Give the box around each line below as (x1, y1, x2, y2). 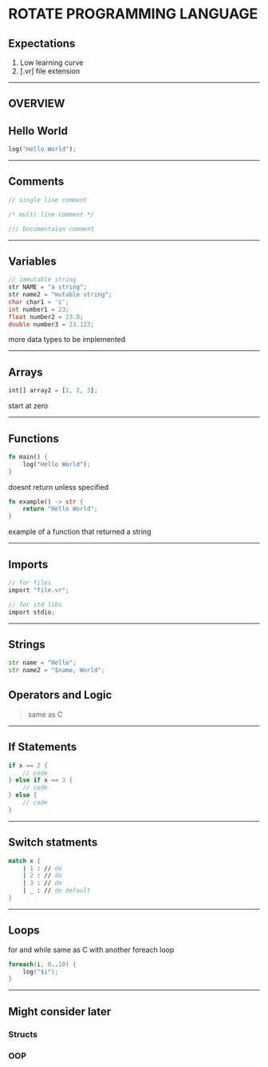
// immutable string (8, 276, 77, 284)
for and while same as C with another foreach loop (8, 945, 175, 954)
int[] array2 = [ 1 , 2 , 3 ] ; (8, 387, 98, 395)
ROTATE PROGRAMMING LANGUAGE (8, 5, 258, 23)
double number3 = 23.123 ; (8, 320, 94, 328)
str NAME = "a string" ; (8, 283, 88, 292)
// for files (8, 579, 52, 587)
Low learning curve (19, 58, 84, 67)
